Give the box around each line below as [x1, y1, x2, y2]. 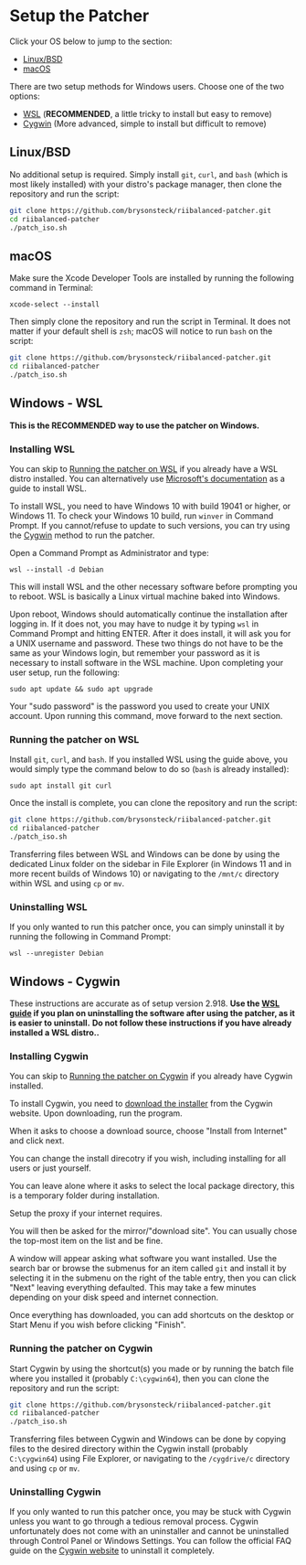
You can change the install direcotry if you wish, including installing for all [9, 1153, 286, 1164]
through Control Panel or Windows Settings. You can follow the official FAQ [9, 1536, 292, 1547]
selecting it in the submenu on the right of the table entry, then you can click [9, 1272, 297, 1283]
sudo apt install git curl [9, 781, 112, 791]
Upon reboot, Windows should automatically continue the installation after [9, 608, 289, 619]
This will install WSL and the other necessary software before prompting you [9, 581, 298, 592]
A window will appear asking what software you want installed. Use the [9, 1253, 278, 1264]
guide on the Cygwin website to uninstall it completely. [9, 1545, 215, 1556]
